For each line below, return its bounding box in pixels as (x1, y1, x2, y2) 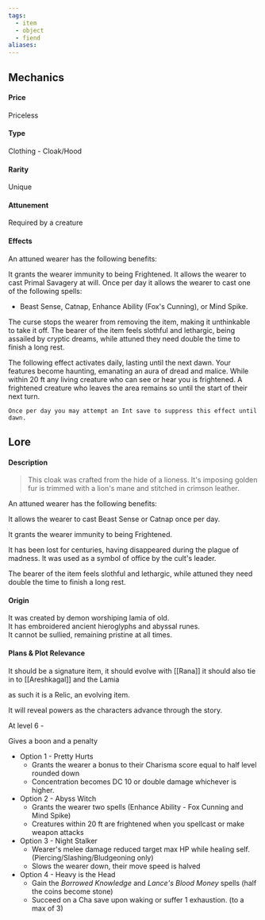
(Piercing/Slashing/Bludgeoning (31, 852, 136, 862)
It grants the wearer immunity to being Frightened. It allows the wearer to (8, 269, 247, 279)
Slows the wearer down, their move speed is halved (31, 861, 201, 871)
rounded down (31, 768, 80, 778)
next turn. (8, 391, 40, 401)
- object (15, 26, 44, 34)
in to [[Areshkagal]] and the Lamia (8, 675, 120, 684)
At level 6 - (8, 721, 44, 730)
